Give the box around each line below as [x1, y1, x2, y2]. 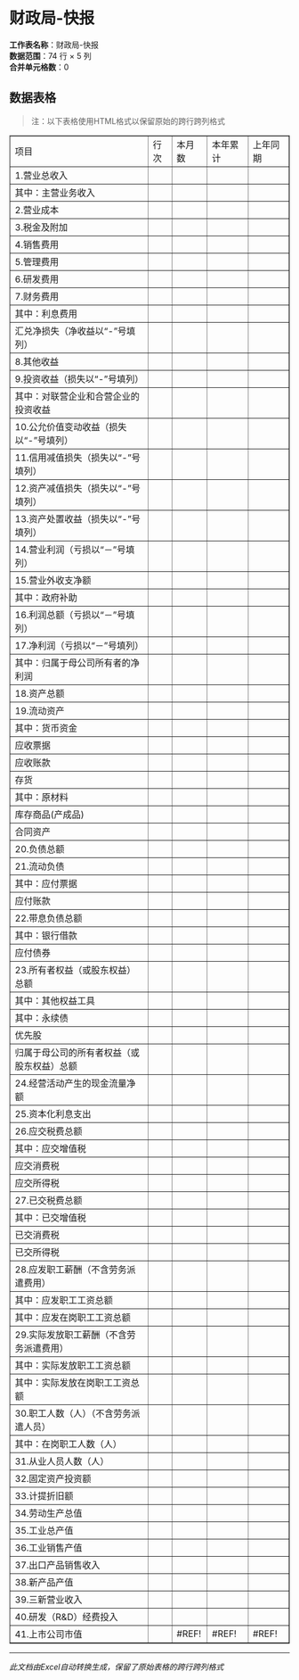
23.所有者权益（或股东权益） [14, 964, 136, 976]
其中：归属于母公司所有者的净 [14, 657, 141, 669]
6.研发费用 [14, 273, 60, 286]
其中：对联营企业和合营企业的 [14, 390, 141, 402]
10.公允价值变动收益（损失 [14, 420, 127, 433]
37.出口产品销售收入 [14, 1559, 101, 1571]
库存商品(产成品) [14, 808, 85, 821]
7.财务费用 [14, 290, 60, 302]
